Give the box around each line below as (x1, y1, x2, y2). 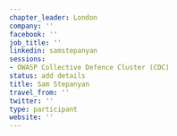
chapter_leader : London (9, 13, 98, 22)
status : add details (9, 72, 87, 81)
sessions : (9, 55, 46, 64)
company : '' (9, 21, 54, 30)
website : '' (9, 113, 54, 122)
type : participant (9, 105, 78, 114)
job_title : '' (9, 38, 63, 47)
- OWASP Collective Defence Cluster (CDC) (9, 64, 170, 72)
